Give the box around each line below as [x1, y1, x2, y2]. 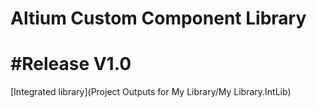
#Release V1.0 [10, 53, 132, 76]
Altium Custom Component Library [10, 7, 307, 30]
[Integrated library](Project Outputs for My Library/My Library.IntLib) [10, 86, 292, 98]
